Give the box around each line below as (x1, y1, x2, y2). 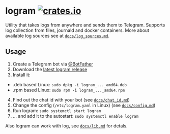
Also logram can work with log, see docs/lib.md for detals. (5, 122, 128, 129)
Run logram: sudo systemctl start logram (12, 107, 101, 114)
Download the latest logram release (12, 66, 88, 72)
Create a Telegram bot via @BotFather (12, 61, 93, 67)
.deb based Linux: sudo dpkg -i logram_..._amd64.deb (12, 81, 127, 87)
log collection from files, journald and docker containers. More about (5, 27, 149, 33)
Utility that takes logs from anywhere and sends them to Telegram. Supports (5, 22, 165, 28)
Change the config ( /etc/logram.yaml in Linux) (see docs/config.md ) (12, 102, 156, 108)
